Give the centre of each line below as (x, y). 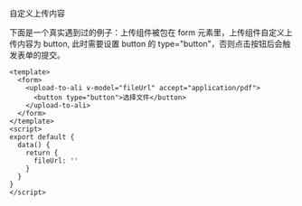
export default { (42, 137)
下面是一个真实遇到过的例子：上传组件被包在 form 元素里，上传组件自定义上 (151, 33)
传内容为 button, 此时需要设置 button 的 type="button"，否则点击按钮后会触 (150, 44)
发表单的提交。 (37, 55)
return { (42, 153)
